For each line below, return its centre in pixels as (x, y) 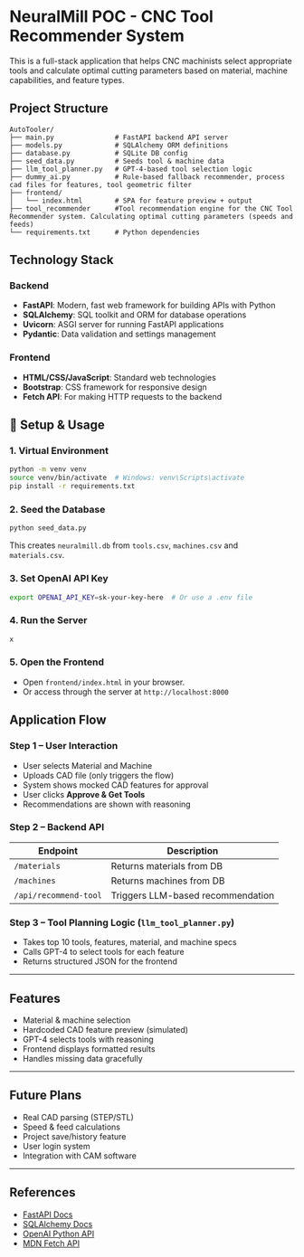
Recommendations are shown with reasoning (107, 804)
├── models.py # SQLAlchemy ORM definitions (119, 145)
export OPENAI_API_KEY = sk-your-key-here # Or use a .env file (131, 597)
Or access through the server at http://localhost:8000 (125, 691)
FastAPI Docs (47, 1214)
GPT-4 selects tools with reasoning (88, 1039)
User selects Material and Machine (87, 765)
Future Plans (46, 1096)
